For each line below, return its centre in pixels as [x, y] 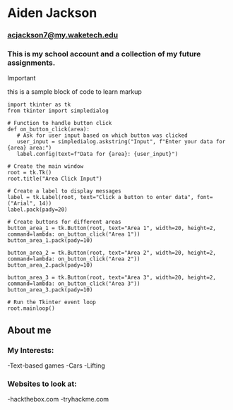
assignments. [31, 63]
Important [22, 78]
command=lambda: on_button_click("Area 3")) [74, 284]
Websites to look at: [42, 384]
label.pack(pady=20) [38, 210]
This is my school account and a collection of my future [104, 54]
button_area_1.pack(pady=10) [50, 241]
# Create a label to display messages [64, 191]
